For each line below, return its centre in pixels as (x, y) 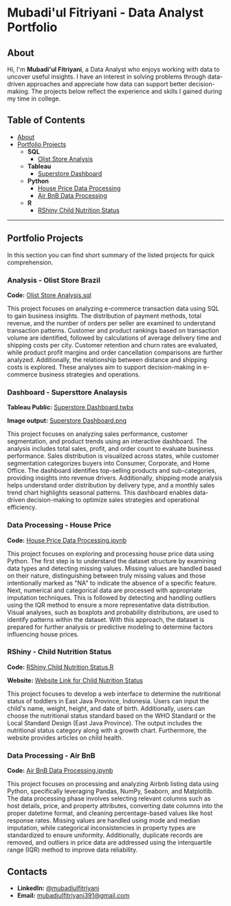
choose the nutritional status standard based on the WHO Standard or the (111, 716)
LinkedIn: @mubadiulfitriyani (58, 888)
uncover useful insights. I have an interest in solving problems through (107, 77)
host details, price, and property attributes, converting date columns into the (115, 806)
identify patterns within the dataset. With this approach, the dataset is (106, 619)
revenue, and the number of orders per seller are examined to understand (111, 323)
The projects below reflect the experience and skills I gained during (126, 91)
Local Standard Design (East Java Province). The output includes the (104, 723)
